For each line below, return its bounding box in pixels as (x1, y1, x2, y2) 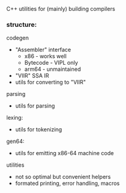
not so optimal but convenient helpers (15, 173, 111, 181)
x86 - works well (24, 53, 67, 60)
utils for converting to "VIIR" (15, 79, 86, 86)
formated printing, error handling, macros (15, 180, 120, 187)
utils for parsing (15, 102, 55, 109)
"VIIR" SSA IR (15, 72, 50, 79)
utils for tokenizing (15, 126, 62, 133)
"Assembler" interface (15, 46, 72, 54)
